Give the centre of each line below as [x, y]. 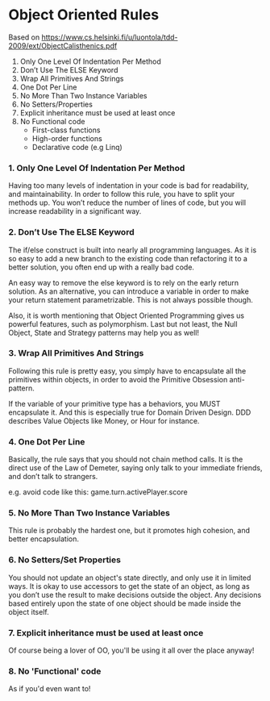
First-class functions [66, 130]
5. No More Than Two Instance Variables [89, 513]
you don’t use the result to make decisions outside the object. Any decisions [135, 595]
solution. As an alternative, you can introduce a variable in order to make [129, 291]
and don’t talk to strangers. [53, 477]
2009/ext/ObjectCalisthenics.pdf [63, 45]
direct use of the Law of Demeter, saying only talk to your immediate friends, [135, 468]
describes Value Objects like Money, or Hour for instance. [104, 420]
